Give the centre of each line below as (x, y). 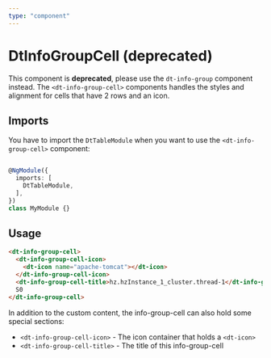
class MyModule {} (39, 208)
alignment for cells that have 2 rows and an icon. (89, 95)
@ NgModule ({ (28, 171)
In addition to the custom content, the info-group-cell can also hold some (130, 313)
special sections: (36, 321)
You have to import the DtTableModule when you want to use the (115, 140)
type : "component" (39, 16)
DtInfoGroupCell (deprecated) (110, 55)
